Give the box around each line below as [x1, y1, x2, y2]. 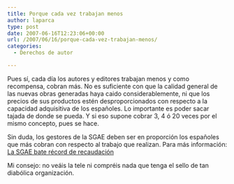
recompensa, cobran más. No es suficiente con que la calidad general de [7, 82, 218, 90]
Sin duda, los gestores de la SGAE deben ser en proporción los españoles [7, 132, 220, 141]
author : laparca [7, 17, 54, 24]
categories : [7, 43, 42, 50]
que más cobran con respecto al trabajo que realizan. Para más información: [7, 140, 228, 148]
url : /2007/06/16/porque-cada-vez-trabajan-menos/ [7, 36, 158, 43]
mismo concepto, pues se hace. [7, 119, 100, 127]
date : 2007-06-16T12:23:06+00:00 [7, 29, 105, 37]
